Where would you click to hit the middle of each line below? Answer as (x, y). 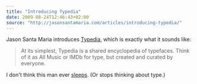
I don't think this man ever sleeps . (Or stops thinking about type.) (86, 75)
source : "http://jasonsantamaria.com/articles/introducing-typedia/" (94, 22)
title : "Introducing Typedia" (44, 12)
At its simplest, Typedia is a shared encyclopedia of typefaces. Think (105, 51)
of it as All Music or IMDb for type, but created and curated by (97, 57)
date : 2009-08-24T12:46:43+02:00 (48, 17)
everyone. (33, 63)
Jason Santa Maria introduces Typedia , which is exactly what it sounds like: (99, 40)
